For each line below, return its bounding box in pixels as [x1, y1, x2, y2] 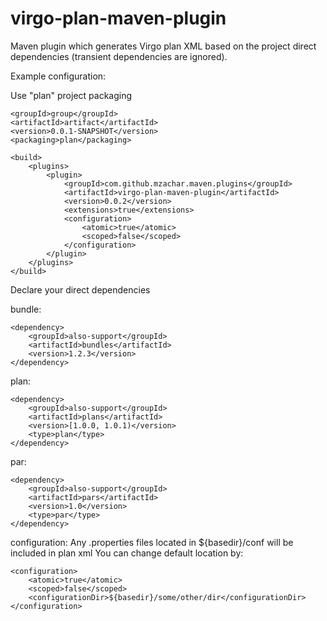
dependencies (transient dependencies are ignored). [10, 50, 228, 62]
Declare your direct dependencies [10, 283, 151, 296]
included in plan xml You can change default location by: [10, 547, 244, 559]
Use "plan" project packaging [10, 89, 133, 101]
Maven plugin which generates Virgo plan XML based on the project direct [10, 40, 317, 52]
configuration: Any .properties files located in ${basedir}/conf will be [10, 536, 294, 548]
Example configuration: [10, 70, 107, 82]
